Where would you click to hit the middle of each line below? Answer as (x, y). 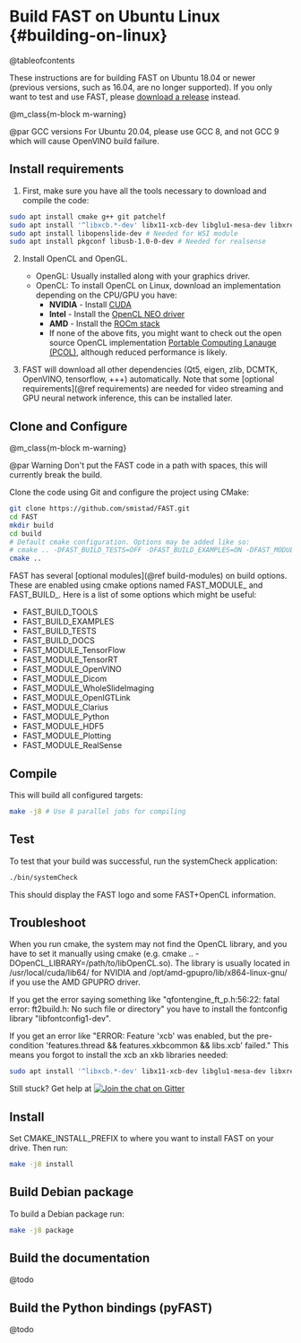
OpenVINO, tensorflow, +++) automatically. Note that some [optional (148, 379)
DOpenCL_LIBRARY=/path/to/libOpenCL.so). (91, 963)
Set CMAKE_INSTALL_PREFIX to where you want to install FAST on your (142, 1139)
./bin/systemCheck (43, 877)
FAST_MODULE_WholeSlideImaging (88, 688)
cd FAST (24, 517)
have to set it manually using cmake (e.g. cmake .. (102, 954)
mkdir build (31, 525)
